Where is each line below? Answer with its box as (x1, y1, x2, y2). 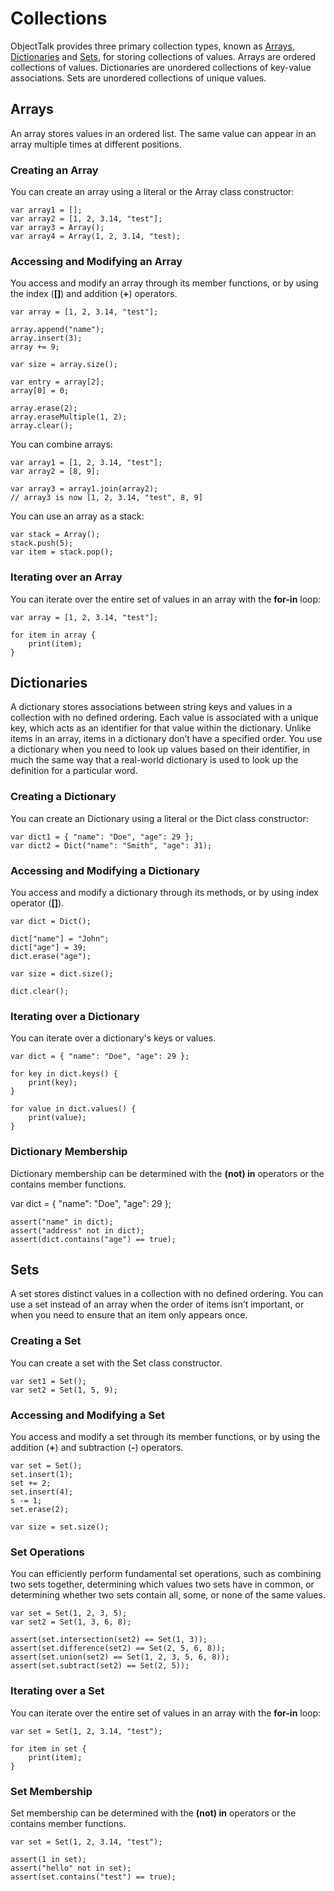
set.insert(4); (10, 1487, 74, 1497)
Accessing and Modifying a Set (10, 1408, 165, 1422)
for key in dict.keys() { (10, 1069, 118, 1079)
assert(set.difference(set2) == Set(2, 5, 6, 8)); (10, 1643, 226, 1654)
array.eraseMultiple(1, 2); (10, 412, 128, 422)
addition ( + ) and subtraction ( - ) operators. (10, 1442, 184, 1454)
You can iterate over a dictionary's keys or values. (10, 1032, 217, 1044)
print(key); (28, 1078, 78, 1088)
